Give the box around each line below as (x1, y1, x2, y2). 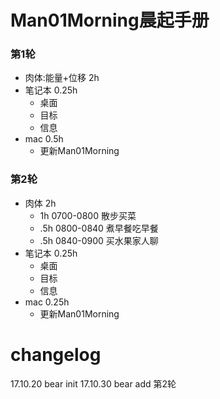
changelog (10, 343, 102, 366)
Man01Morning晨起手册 (10, 9, 210, 32)
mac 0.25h (24, 296, 70, 308)
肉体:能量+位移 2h (24, 72, 100, 84)
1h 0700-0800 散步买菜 (39, 209, 137, 221)
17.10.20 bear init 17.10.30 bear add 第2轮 (10, 377, 177, 390)
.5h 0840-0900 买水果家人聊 (39, 234, 159, 246)
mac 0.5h (24, 133, 64, 145)
